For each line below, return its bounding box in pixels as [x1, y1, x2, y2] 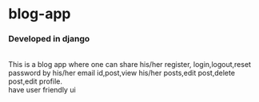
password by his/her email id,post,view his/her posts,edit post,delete [8, 69, 236, 78]
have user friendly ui [8, 85, 76, 95]
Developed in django [8, 33, 90, 45]
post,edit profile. [8, 76, 62, 86]
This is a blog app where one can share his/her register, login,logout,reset [8, 60, 252, 69]
